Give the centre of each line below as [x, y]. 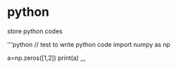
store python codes [35, 31]
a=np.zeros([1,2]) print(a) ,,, [47, 58]
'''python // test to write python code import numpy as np [89, 44]
